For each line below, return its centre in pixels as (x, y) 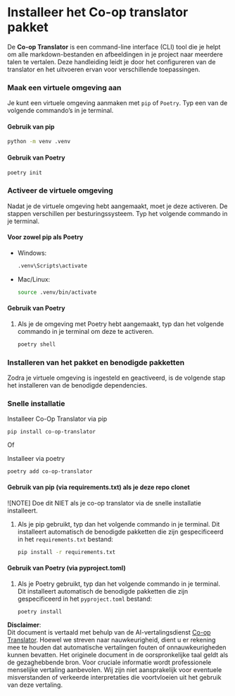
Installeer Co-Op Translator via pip (57, 419)
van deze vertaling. (35, 685)
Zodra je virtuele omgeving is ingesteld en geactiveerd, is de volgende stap (116, 378)
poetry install (40, 611)
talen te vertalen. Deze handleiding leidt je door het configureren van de (112, 61)
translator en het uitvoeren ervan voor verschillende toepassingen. (104, 69)
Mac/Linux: (34, 279)
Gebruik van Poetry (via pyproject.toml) (66, 568)
